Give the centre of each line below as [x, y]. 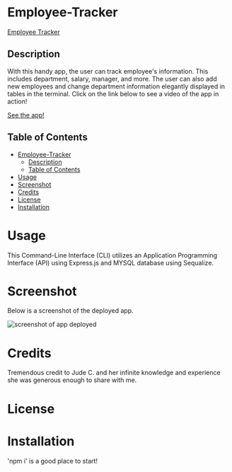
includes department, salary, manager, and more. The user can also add [112, 79]
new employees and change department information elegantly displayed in [116, 86]
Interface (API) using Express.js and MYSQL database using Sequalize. [111, 263]
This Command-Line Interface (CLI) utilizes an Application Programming [112, 255]
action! [17, 101]
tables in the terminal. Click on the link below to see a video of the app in [113, 93]
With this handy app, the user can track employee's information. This [108, 71]
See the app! [26, 115]
